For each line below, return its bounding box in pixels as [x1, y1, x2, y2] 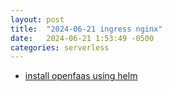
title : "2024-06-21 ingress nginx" [10, 24, 163, 34]
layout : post [10, 14, 65, 25]
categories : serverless [10, 42, 110, 53]
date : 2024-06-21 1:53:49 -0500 [10, 33, 155, 43]
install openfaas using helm [24, 70, 138, 82]
